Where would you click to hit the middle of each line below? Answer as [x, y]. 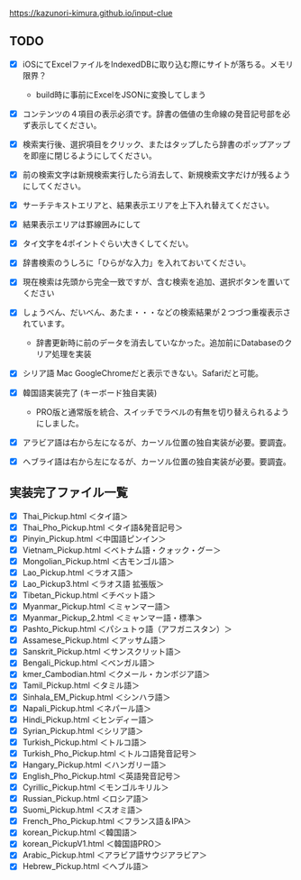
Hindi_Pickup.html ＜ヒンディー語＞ [88, 720]
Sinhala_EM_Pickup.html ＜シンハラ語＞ [96, 697]
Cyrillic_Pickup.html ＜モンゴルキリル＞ [96, 787]
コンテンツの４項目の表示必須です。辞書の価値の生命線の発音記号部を [152, 114]
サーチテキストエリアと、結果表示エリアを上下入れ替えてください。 [148, 206]
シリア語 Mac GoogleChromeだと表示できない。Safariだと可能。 [143, 373]
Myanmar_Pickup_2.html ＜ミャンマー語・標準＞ [112, 618]
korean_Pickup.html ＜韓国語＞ [80, 832]
